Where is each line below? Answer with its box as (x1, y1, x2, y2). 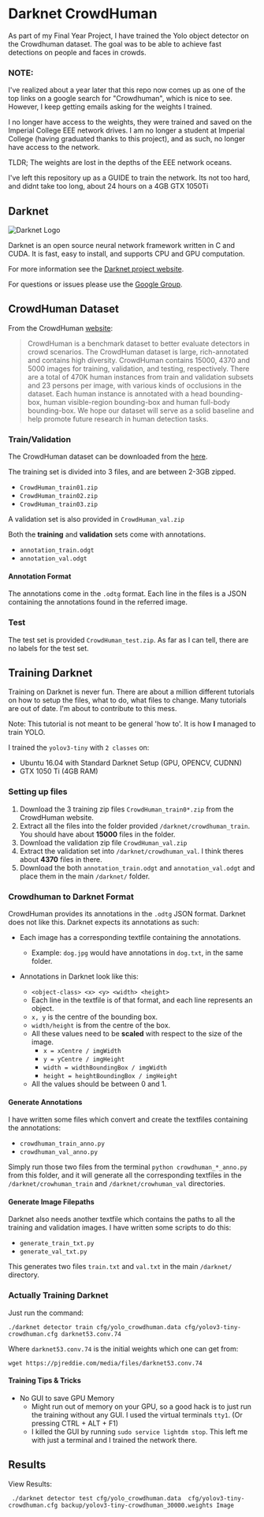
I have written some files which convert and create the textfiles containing (8, 1114, 248, 1125)
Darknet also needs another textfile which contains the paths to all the (8, 1215, 236, 1224)
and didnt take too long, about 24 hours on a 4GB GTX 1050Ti (8, 182, 209, 191)
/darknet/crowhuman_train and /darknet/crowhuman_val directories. (8, 1179, 226, 1189)
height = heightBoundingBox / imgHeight (43, 1073, 178, 1081)
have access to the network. (8, 143, 101, 152)
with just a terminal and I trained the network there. (31, 1435, 198, 1444)
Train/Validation (8, 433, 72, 444)
